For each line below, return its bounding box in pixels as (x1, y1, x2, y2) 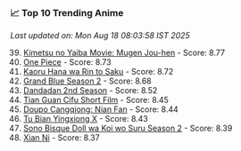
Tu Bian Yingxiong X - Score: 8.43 (22, 114, 148, 124)
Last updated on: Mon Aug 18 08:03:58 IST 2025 (10, 30, 190, 41)
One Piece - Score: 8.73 (22, 57, 112, 68)
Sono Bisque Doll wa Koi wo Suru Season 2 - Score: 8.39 (22, 123, 233, 134)
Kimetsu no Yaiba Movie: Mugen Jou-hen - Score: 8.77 (22, 47, 226, 59)
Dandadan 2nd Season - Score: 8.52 (22, 85, 158, 96)
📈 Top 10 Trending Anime (10, 6, 124, 19)
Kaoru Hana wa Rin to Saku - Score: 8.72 (22, 67, 174, 77)
